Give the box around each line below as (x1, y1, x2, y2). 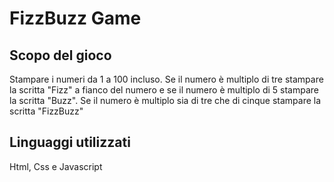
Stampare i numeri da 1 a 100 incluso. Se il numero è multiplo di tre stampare (9, 73, 324, 85)
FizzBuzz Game (9, 7, 142, 30)
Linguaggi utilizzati (9, 134, 131, 151)
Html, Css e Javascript (9, 160, 103, 172)
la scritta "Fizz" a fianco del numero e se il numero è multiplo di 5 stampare (9, 84, 319, 96)
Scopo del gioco (9, 47, 112, 64)
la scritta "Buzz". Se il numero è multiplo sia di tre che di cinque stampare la (9, 95, 322, 106)
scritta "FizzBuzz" (9, 105, 84, 117)
